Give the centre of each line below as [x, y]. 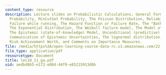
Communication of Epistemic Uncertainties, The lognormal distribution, [86, 37]
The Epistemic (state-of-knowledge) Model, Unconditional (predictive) [85, 33]
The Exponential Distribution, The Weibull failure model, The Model [83, 28]
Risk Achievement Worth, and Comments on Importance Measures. [76, 42]
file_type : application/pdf [34, 51]
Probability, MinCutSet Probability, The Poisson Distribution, [77, 19]
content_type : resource [30, 10]
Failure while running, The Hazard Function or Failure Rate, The [79, 23]
